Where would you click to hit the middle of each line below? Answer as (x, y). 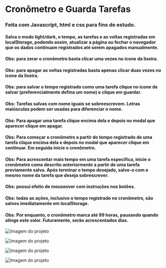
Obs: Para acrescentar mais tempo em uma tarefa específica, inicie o (78, 159)
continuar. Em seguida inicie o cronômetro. (51, 148)
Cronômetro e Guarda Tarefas (68, 9)
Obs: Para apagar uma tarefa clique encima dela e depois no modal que (80, 120)
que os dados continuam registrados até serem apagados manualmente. (82, 47)
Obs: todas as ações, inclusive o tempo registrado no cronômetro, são (79, 198)
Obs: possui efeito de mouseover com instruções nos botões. (70, 186)
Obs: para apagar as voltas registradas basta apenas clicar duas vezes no (83, 70)
